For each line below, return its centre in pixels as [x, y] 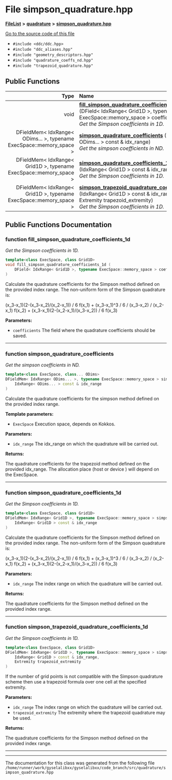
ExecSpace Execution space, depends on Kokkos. [64, 424]
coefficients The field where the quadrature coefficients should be [84, 330]
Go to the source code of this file [40, 33]
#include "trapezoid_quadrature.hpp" [53, 66]
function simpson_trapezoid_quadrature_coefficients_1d [77, 627]
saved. [20, 336]
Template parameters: [29, 414]
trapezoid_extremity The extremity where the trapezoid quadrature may [89, 713]
